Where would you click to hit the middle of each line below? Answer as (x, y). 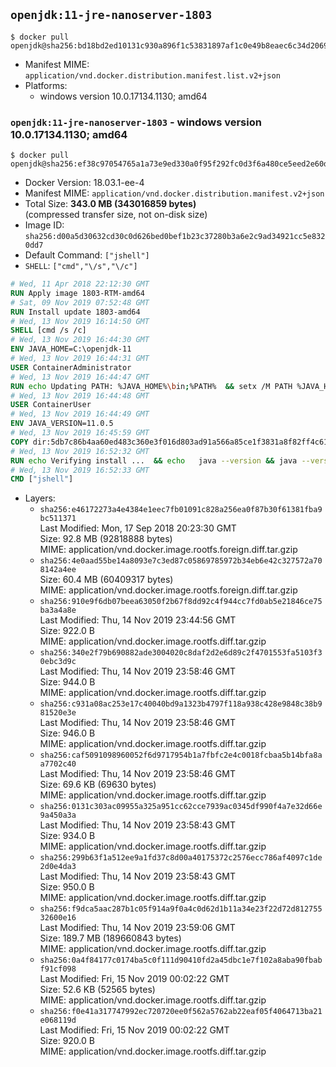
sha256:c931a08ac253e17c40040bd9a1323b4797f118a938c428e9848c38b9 (181, 704)
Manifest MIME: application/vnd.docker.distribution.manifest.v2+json (174, 193)
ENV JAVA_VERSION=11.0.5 (62, 424)
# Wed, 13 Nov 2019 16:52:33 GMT (80, 470)
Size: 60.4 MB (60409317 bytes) (106, 580)
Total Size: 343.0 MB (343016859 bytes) (110, 204)
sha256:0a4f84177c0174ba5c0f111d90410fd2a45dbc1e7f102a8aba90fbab (181, 960)
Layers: (40, 498)
